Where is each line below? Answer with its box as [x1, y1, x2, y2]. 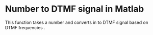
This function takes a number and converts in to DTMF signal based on [5, 19, 149, 25]
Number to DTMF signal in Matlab [5, 3, 144, 15]
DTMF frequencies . [5, 24, 46, 30]
